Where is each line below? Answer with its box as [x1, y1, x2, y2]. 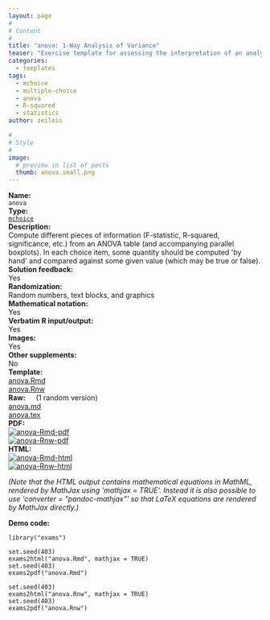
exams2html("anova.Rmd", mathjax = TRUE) [8, 555, 149, 564]
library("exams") [8, 534, 67, 542]
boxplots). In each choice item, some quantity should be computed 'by [8, 247, 242, 258]
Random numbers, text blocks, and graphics [8, 291, 155, 300]
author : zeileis [8, 117, 63, 125]
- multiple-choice [15, 86, 78, 95]
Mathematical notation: [8, 299, 88, 308]
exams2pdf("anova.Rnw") [8, 605, 88, 613]
